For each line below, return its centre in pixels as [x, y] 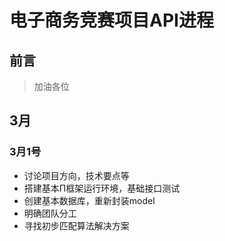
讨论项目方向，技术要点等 [76, 175]
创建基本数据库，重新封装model [89, 200]
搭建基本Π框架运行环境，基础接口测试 [102, 188]
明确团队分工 [50, 213]
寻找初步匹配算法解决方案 [76, 225]
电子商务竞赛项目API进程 [111, 20]
